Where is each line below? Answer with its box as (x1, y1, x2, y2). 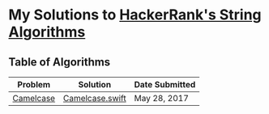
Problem (17, 79, 51, 90)
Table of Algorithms (8, 55, 111, 69)
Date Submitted (134, 79, 196, 90)
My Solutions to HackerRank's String (8, 6, 262, 24)
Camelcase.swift (62, 93, 127, 103)
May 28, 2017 (134, 93, 189, 103)
